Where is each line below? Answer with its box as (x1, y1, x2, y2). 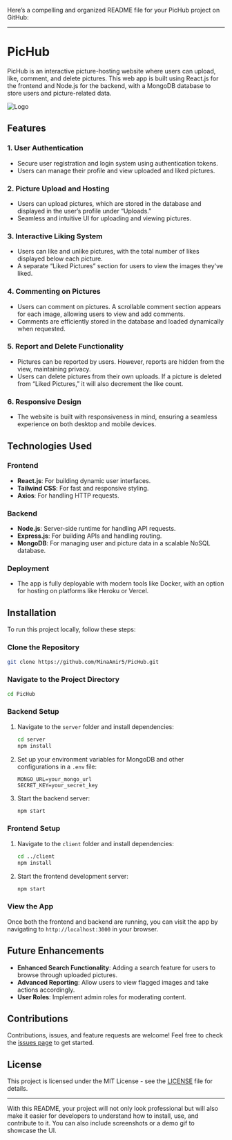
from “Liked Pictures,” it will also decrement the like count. (17, 379, 184, 387)
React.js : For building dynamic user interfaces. (17, 476, 151, 484)
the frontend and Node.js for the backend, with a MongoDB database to (7, 81, 211, 89)
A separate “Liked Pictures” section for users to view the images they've (17, 262, 223, 270)
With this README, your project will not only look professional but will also (7, 1105, 219, 1113)
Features (7, 123, 46, 134)
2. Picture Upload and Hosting (7, 184, 110, 193)
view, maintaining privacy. (17, 365, 91, 373)
